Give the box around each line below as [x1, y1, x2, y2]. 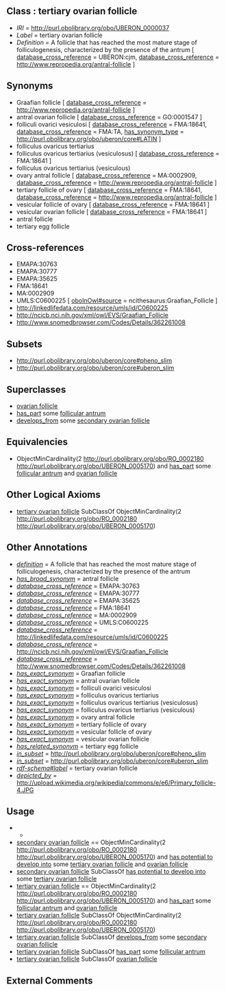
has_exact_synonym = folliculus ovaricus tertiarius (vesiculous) [16, 706, 195, 714]
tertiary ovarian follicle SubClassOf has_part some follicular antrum [16, 948, 206, 956]
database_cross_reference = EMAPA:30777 [16, 589, 140, 597]
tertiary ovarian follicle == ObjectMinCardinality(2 [16, 882, 157, 890]
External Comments [6, 975, 93, 986]
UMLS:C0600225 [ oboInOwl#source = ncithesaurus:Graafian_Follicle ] [16, 296, 218, 305]
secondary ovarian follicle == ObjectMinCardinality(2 [16, 838, 166, 846]
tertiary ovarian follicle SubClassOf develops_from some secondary [16, 933, 207, 942]
